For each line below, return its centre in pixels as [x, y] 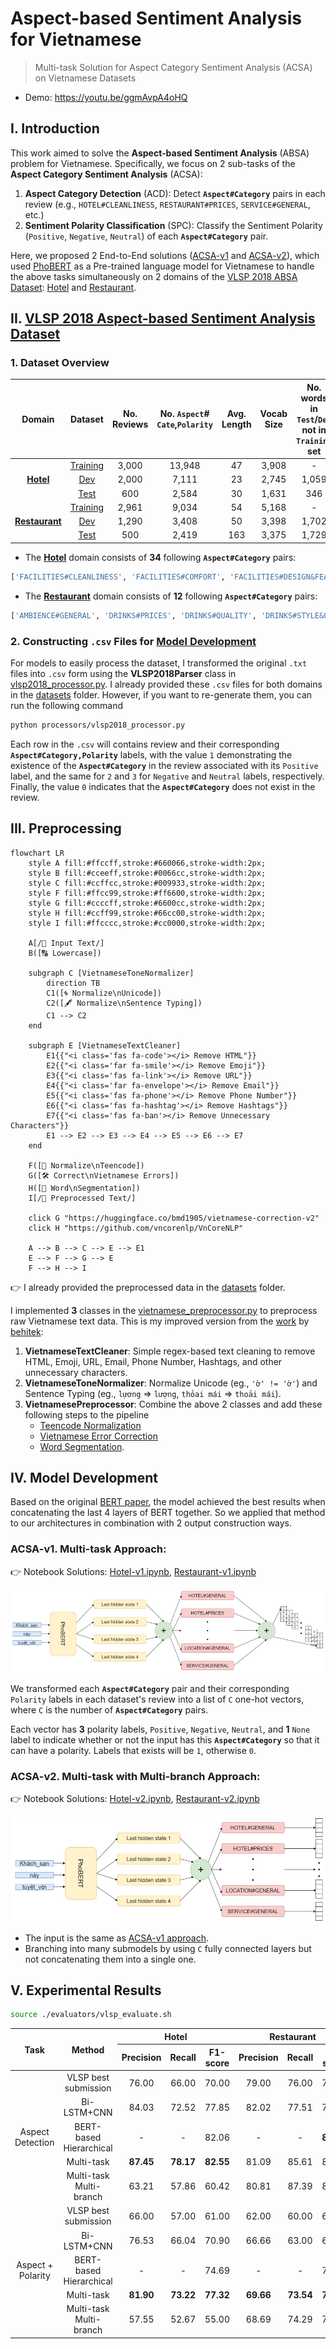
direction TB [73, 983]
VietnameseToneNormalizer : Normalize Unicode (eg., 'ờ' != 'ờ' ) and [171, 1383]
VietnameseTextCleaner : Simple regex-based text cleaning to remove [170, 1351]
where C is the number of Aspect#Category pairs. [109, 1709]
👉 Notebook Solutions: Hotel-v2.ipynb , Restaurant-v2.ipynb [135, 1799]
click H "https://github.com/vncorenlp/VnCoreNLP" [136, 1228]
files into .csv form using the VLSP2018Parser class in [123, 673]
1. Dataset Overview [60, 363]
